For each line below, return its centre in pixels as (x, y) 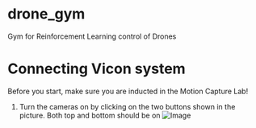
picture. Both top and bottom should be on (90, 115)
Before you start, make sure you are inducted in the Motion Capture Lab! (128, 91)
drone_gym (46, 14)
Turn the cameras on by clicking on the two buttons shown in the (127, 106)
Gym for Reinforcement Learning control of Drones (92, 36)
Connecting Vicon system (97, 69)
